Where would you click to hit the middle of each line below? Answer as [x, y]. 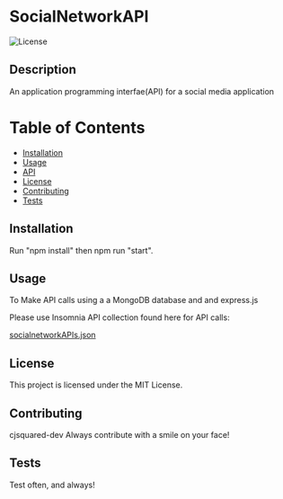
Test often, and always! [53, 485]
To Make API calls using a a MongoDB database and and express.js [134, 300]
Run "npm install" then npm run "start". [81, 250]
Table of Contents [77, 127]
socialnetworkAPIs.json [53, 335]
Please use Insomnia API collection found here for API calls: [120, 317]
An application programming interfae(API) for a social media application [142, 91]
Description [43, 70]
